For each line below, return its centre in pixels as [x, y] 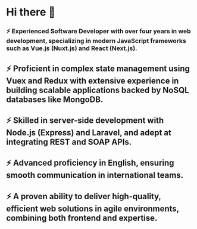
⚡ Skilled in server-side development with [85, 120]
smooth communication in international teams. [95, 175]
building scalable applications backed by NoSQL [98, 90]
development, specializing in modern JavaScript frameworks [96, 41]
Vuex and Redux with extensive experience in [93, 81]
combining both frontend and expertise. [82, 218]
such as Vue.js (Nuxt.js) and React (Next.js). [72, 48]
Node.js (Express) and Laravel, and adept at [89, 133]
